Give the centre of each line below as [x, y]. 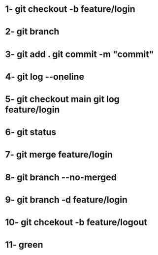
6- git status [31, 132]
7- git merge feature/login [59, 155]
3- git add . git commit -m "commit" [79, 54]
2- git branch [32, 32]
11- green [24, 245]
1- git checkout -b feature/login [70, 9]
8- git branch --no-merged [61, 177]
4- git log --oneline [45, 77]
